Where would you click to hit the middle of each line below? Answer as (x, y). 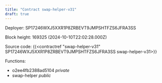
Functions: (15, 61)
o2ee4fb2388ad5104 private (41, 70)
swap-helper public (31, 75)
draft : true (17, 14)
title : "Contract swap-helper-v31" (41, 9)
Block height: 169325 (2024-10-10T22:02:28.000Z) (56, 37)
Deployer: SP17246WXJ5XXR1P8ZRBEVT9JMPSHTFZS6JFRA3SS (71, 28)
